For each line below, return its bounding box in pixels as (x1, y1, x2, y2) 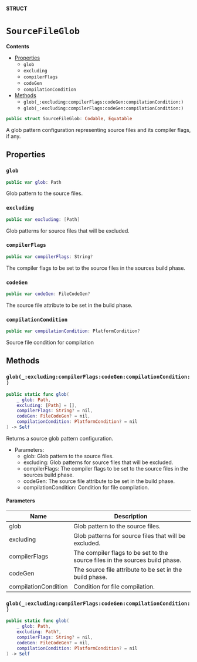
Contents (6, 42, 29, 49)
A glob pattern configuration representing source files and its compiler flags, (6, 126, 191, 133)
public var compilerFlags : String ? (6, 253, 93, 260)
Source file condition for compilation (6, 339, 94, 346)
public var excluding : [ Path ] (6, 216, 80, 223)
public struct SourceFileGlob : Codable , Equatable (6, 115, 133, 121)
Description (114, 512, 148, 521)
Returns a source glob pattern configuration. (6, 435, 114, 442)
